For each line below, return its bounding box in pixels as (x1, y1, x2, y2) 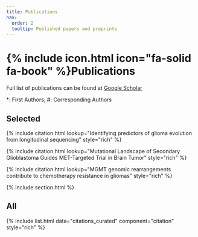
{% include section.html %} (6, 184, 75, 191)
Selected (6, 113, 41, 124)
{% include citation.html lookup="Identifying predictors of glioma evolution (6, 130, 192, 136)
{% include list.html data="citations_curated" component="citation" (6, 217, 174, 224)
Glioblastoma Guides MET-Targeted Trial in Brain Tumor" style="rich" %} (6, 154, 187, 161)
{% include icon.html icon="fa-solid (6, 52, 191, 65)
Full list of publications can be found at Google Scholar (6, 84, 143, 92)
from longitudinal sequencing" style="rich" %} (6, 136, 122, 143)
